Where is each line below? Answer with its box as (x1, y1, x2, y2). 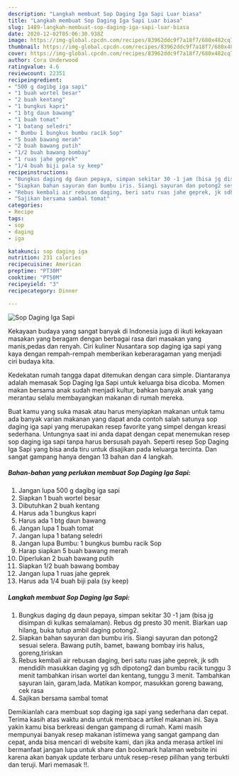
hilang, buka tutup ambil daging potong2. (18, 626, 139, 635)
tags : (8, 215, 24, 222)
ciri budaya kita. (8, 356, 55, 366)
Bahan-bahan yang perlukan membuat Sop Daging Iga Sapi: (8, 469, 191, 477)
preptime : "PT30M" (8, 268, 62, 275)
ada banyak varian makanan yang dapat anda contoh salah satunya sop (8, 415, 218, 423)
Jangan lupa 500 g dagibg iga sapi (18, 486, 120, 495)
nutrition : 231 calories (8, 254, 82, 261)
